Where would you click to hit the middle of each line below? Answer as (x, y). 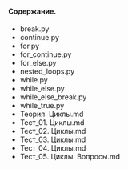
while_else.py (42, 89)
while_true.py (42, 106)
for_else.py (38, 63)
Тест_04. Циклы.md (53, 148)
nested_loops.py (47, 71)
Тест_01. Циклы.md (52, 123)
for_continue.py (46, 54)
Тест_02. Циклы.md (53, 131)
